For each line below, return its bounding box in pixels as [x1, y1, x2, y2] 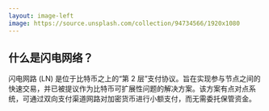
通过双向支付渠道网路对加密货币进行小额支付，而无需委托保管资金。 [29, 94, 256, 104]
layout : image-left [8, 11, 74, 20]
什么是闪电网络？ [8, 51, 94, 64]
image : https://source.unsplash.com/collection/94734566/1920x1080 [8, 19, 241, 27]
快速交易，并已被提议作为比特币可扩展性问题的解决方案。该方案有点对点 [8, 84, 249, 93]
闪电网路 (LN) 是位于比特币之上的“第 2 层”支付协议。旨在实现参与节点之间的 [8, 74, 261, 84]
